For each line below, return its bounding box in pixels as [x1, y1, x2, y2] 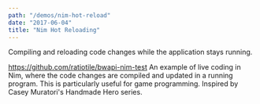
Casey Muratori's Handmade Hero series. [8, 88, 143, 97]
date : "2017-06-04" [8, 19, 72, 27]
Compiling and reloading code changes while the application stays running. [8, 48, 253, 57]
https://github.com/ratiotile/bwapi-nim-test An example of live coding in [8, 63, 242, 72]
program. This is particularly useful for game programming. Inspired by [8, 79, 239, 88]
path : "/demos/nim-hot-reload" [8, 11, 111, 20]
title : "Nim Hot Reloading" [8, 26, 101, 34]
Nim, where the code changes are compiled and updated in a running [8, 71, 234, 81]
